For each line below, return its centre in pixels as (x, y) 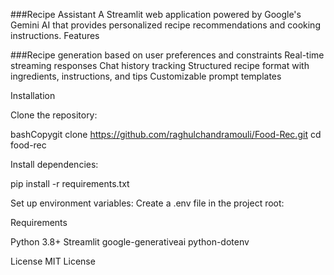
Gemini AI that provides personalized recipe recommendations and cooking (165, 25)
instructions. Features (55, 35)
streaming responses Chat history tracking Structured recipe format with (160, 65)
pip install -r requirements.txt (70, 183)
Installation (33, 95)
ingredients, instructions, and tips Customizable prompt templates (146, 76)
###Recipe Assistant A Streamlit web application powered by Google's (156, 14)
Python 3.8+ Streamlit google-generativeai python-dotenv (130, 242)
